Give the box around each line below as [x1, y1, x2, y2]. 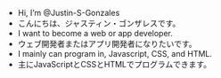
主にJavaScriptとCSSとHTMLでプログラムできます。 [17, 59, 212, 69]
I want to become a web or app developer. [17, 28, 174, 38]
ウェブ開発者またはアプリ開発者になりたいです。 [17, 39, 197, 49]
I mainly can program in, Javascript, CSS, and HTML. [17, 49, 212, 58]
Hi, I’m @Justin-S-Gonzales [17, 8, 120, 18]
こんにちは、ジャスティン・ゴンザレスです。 [17, 18, 181, 28]
